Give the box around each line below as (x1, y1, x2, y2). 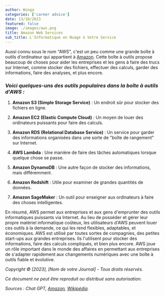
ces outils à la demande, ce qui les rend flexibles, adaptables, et (5, 225, 136, 231)
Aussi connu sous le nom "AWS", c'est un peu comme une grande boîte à (5, 48, 155, 55)
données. (12, 185, 32, 191)
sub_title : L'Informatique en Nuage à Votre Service (5, 35, 116, 40)
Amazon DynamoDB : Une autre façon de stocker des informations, (12, 164, 151, 170)
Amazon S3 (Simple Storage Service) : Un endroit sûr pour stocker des (12, 100, 159, 106)
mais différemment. (12, 170, 52, 176)
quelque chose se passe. (12, 155, 64, 161)
